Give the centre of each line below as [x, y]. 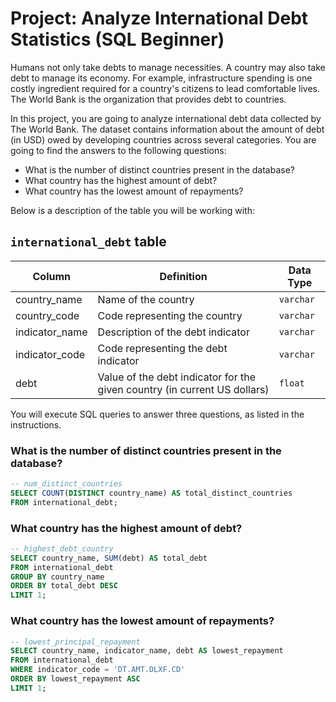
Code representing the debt [162, 348]
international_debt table [88, 242]
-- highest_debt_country [62, 548]
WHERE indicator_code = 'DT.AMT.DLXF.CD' [98, 670]
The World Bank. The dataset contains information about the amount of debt [167, 129]
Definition [183, 276]
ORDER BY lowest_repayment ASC [75, 679]
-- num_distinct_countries [66, 484]
